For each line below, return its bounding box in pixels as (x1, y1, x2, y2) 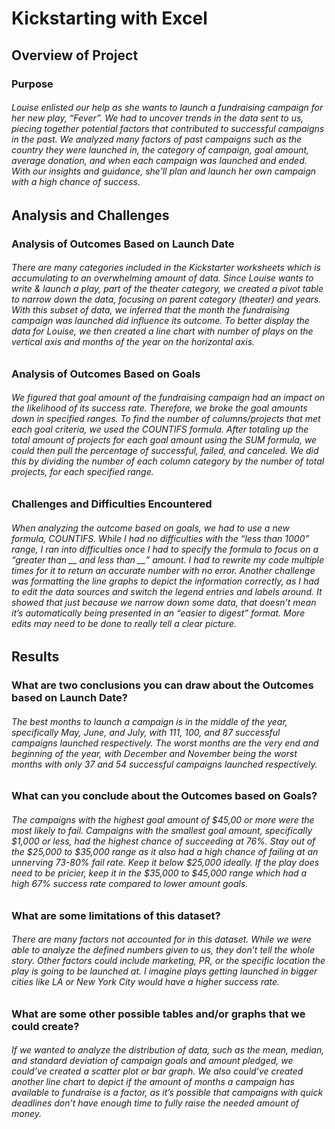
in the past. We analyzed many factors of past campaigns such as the (11, 133, 303, 146)
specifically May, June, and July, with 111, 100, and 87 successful (11, 726, 281, 738)
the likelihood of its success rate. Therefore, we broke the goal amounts (11, 402, 308, 414)
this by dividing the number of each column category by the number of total (11, 455, 325, 467)
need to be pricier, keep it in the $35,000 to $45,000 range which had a (11, 867, 308, 879)
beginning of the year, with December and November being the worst (11, 747, 298, 759)
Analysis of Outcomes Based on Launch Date (11, 237, 235, 251)
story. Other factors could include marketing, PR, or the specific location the (11, 955, 326, 967)
